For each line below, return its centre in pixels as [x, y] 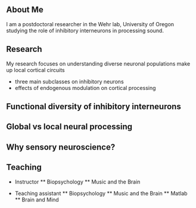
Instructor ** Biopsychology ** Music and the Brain [77, 182]
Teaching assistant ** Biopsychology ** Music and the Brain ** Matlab [101, 193]
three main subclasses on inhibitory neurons [69, 81]
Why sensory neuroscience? [61, 147]
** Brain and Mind [37, 200]
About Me [25, 10]
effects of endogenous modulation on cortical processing [85, 88]
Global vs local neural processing [69, 127]
